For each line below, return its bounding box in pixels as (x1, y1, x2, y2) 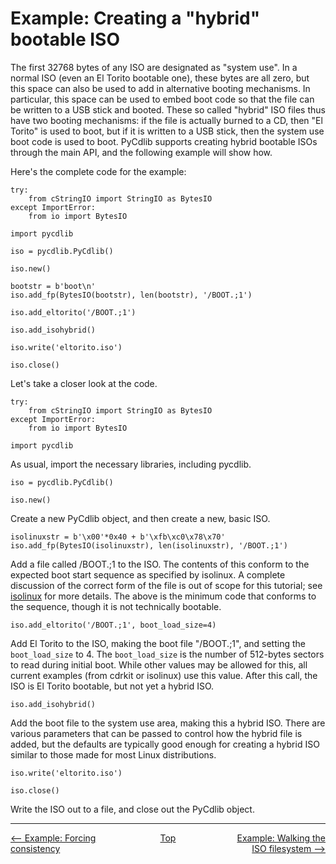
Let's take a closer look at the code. (10, 377, 158, 389)
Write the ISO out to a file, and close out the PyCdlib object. (10, 803, 255, 815)
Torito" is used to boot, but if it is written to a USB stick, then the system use (10, 125, 325, 137)
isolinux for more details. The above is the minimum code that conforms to (10, 590, 317, 602)
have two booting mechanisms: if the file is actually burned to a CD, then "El (10, 114, 323, 126)
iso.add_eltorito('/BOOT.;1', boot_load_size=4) (10, 620, 217, 630)
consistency (10, 842, 61, 854)
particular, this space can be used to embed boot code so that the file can (10, 93, 315, 105)
